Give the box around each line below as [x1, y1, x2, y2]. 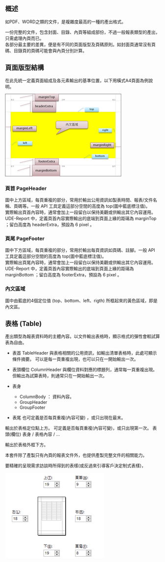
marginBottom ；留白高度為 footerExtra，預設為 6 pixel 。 [5, 272, 122, 278]
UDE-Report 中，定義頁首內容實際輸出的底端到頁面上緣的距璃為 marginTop [5, 215, 157, 221]
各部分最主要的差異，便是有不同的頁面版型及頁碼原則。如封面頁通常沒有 [5, 41, 151, 47]
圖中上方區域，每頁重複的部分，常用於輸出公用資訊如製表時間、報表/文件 [5, 197, 153, 203]
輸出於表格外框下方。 [5, 442, 48, 448]
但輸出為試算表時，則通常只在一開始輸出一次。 [12, 373, 107, 379]
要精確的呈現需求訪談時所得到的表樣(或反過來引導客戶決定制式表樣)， [5, 463, 146, 469]
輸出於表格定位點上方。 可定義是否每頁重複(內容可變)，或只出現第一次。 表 [5, 425, 157, 431]
